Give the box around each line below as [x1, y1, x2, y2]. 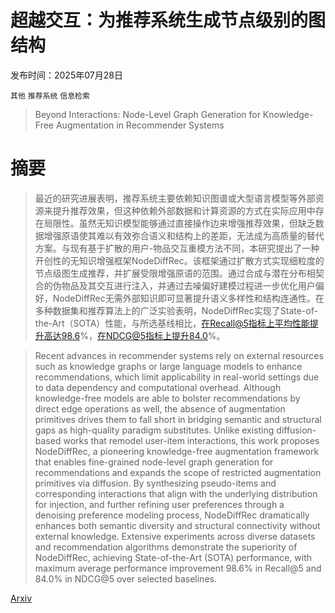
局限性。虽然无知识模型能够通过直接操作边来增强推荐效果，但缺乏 [43, 217, 316, 229]
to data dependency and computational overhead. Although [34, 381, 282, 393]
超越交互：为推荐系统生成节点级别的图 [10, 9, 327, 32]
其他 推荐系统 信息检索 [10, 91, 90, 101]
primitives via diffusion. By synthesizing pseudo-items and [34, 477, 277, 489]
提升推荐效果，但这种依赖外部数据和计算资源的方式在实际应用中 [52, 204, 316, 216]
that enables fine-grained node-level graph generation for [34, 456, 274, 468]
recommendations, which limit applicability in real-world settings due [34, 371, 320, 383]
